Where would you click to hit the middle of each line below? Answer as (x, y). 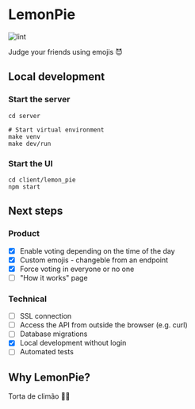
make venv (25, 136)
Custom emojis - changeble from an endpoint (94, 260)
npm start (25, 187)
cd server (25, 116)
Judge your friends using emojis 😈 (65, 52)
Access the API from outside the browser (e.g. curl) (103, 325)
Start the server (39, 99)
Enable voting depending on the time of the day (97, 250)
